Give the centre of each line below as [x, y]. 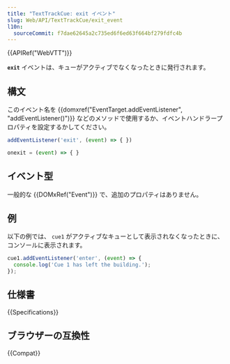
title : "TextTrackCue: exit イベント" [62, 14]
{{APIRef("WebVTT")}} [40, 53]
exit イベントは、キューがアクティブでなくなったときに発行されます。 [108, 68]
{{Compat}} [24, 353]
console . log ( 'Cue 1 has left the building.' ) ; [82, 265]
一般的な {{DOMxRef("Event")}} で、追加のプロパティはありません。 [105, 194]
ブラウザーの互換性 [48, 336]
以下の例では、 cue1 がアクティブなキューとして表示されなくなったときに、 [116, 236]
